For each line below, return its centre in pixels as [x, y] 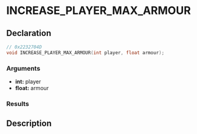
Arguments [23, 68]
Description [29, 123]
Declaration [29, 33]
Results [18, 104]
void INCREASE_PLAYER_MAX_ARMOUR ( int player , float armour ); [85, 52]
